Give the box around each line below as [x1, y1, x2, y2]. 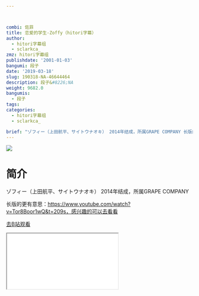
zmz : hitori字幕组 [6, 52, 49, 58]
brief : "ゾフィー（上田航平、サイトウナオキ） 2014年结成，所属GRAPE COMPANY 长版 [6, 129, 192, 135]
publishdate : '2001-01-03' [6, 58, 73, 63]
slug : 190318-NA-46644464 [6, 74, 70, 80]
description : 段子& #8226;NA [6, 79, 74, 85]
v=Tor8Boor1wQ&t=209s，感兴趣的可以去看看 [6, 208, 118, 215]
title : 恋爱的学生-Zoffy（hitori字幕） [6, 30, 97, 36]
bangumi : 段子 [6, 63, 40, 69]
